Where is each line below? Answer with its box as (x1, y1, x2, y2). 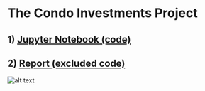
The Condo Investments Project (7, 5, 198, 21)
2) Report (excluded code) (7, 57, 126, 69)
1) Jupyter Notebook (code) (7, 33, 131, 45)
